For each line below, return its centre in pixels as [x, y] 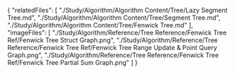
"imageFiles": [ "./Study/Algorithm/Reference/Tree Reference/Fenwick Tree [117, 32]
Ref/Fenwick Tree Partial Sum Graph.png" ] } [73, 62]
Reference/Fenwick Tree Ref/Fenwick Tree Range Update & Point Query [113, 48]
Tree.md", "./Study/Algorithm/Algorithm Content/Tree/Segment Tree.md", [114, 18]
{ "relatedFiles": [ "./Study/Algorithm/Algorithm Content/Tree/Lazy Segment [117, 10]
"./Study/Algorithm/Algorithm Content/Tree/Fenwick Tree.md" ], [100, 25]
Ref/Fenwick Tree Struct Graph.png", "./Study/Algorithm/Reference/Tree [113, 40]
